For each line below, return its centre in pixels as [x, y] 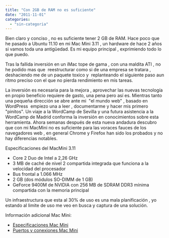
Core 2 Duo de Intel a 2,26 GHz [45, 158]
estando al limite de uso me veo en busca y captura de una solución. [76, 206]
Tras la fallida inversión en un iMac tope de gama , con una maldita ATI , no [83, 64]
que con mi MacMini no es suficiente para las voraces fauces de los [76, 128]
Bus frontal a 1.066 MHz [38, 174]
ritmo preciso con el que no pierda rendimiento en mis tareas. [69, 80]
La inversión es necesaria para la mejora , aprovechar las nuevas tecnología [84, 90]
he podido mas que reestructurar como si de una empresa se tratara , [78, 70]
